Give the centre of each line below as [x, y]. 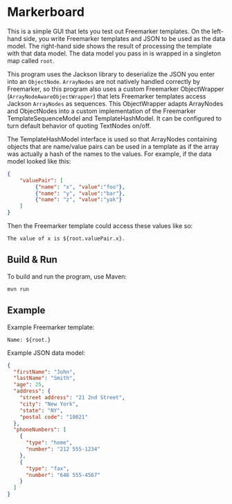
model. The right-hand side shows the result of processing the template [110, 46]
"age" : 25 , [29, 385]
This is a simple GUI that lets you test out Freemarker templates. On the [109, 31]
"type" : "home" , [49, 443]
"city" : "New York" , [49, 404]
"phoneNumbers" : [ [40, 430]
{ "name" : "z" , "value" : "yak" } [79, 200]
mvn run [18, 289]
